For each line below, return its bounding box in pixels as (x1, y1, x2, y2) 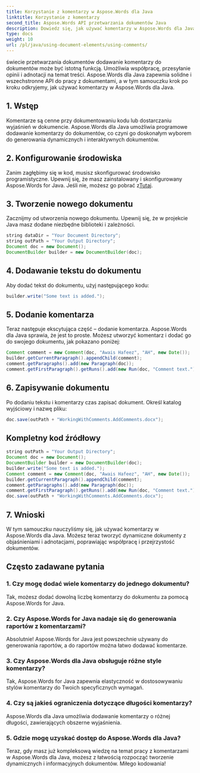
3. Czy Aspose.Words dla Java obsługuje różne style (6, 657, 162, 665)
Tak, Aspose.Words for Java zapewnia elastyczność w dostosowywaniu (6, 678, 183, 685)
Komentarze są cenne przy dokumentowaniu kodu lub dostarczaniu (6, 117, 172, 124)
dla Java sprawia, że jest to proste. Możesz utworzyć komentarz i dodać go (6, 332, 192, 339)
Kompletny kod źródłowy (6, 433, 101, 443)
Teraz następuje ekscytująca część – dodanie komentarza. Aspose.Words (6, 326, 187, 333)
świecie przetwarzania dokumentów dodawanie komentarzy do (6, 58, 162, 66)
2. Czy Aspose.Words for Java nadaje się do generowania (6, 614, 177, 623)
